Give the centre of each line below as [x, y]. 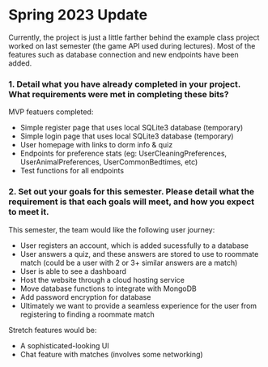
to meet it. [29, 212]
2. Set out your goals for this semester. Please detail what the [132, 192]
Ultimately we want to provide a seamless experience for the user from [138, 305]
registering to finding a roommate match [87, 314]
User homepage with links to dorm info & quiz [96, 145]
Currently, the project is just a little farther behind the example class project [134, 37]
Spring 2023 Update [78, 15]
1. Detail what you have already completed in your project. [125, 84]
